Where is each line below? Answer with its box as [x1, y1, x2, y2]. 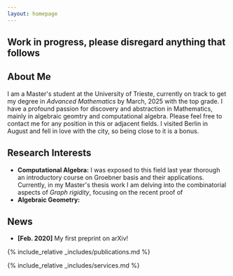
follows [7, 47, 41, 60]
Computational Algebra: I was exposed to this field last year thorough [17, 165, 220, 174]
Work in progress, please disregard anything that [7, 36, 226, 48]
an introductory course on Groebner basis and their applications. [17, 173, 204, 181]
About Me [7, 71, 51, 83]
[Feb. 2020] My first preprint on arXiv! [17, 234, 129, 242]
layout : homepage [7, 10, 58, 18]
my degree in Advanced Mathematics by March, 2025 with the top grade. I [7, 97, 223, 105]
